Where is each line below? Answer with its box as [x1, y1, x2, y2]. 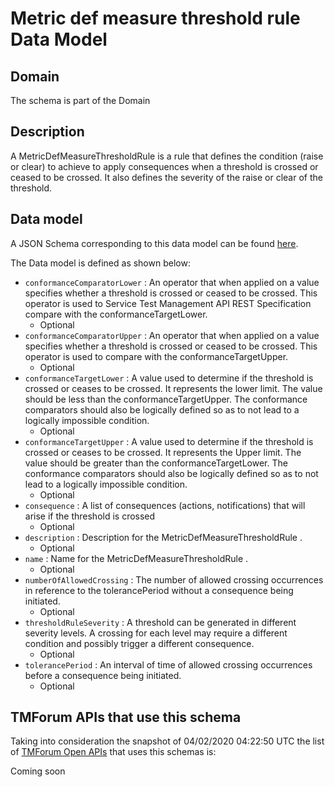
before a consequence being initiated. [24, 669, 182, 681]
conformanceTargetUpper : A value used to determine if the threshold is [24, 435, 314, 447]
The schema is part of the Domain [10, 95, 151, 106]
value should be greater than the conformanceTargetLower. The [24, 457, 288, 469]
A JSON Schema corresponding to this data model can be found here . [10, 237, 299, 249]
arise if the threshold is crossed [24, 510, 156, 522]
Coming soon [10, 765, 66, 777]
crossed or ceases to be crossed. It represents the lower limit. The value [24, 382, 323, 394]
